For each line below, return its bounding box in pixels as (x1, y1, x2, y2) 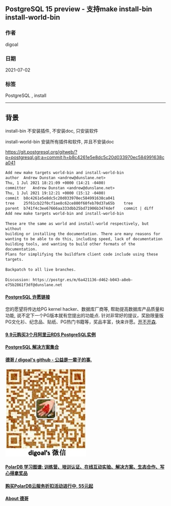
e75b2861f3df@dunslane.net (5, 283, 63, 288)
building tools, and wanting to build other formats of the (5, 242, 136, 247)
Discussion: (5, 277, 31, 283)
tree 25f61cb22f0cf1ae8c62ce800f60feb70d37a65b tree (5, 201, 133, 206)
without (5, 226, 22, 232)
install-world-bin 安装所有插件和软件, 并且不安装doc (5, 139, 115, 145)
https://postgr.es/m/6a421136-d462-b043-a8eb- (32, 277, 133, 283)
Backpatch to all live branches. (5, 267, 76, 272)
